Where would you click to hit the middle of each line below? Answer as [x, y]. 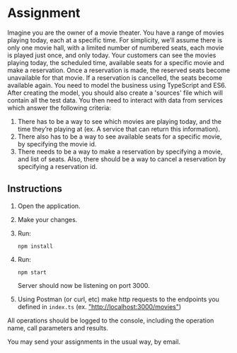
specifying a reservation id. [57, 166]
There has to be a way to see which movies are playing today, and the [119, 121]
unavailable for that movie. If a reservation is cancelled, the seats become [115, 77]
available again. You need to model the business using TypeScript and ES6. [117, 85]
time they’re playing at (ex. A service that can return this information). [119, 129]
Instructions [35, 189]
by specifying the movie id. [57, 144]
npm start [32, 272]
